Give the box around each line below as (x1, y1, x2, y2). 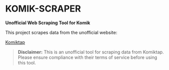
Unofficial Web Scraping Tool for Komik (5, 20, 91, 26)
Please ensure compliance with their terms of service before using (17, 54, 158, 60)
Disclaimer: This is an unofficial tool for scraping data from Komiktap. (17, 49, 164, 55)
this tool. (17, 59, 37, 65)
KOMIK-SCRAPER (5, 3, 81, 15)
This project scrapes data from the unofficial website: (5, 29, 118, 35)
